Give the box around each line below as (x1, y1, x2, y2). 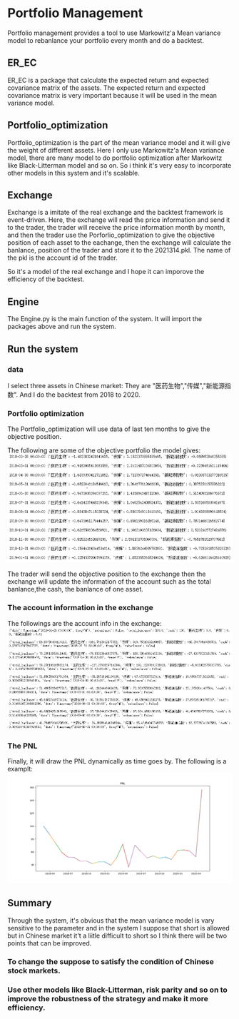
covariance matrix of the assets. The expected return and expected (7, 83, 205, 92)
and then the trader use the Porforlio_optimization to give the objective (7, 230, 215, 240)
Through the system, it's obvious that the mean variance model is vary (7, 916, 215, 925)
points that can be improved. (7, 938, 92, 947)
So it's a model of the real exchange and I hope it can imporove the (7, 268, 205, 276)
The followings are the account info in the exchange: (7, 619, 162, 627)
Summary (7, 897, 52, 909)
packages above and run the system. (7, 323, 116, 331)
